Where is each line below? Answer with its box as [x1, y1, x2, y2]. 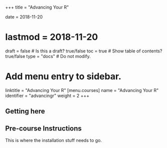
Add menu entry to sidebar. [5, 71, 122, 82]
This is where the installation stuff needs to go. [5, 137, 102, 143]
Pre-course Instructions [5, 124, 82, 132]
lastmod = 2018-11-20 [5, 31, 98, 43]
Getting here [5, 107, 45, 115]
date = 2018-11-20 [5, 14, 43, 19]
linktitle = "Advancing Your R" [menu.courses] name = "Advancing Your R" [5, 87, 159, 93]
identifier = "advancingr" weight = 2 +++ [5, 92, 90, 98]
